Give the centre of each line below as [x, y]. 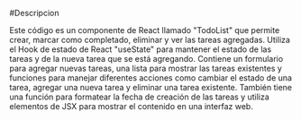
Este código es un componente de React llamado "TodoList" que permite [145, 30]
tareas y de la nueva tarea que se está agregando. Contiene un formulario [146, 59]
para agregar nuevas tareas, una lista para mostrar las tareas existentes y [146, 68]
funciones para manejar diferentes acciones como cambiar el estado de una [151, 78]
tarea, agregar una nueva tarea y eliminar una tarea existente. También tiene [151, 87]
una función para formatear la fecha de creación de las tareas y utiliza [140, 97]
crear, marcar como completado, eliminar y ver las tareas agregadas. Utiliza [150, 40]
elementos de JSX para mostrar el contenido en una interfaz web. [132, 106]
